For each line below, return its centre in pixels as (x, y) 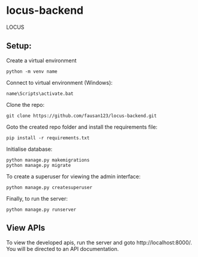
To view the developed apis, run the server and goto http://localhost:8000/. (99, 242)
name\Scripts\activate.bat (40, 94)
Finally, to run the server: (37, 198)
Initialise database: (29, 149)
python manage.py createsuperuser (49, 187)
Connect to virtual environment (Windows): (59, 82)
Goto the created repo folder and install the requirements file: (82, 127)
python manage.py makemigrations (48, 160)
